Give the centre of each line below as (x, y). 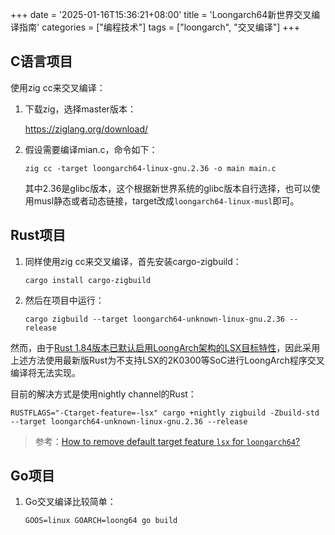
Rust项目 (38, 235)
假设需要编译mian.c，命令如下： (91, 149)
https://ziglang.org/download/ (86, 129)
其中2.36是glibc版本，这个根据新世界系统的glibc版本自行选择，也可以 (168, 188)
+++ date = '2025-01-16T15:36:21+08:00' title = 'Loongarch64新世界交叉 (161, 14)
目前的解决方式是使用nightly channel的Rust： (103, 394)
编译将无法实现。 (45, 372)
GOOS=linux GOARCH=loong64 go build (101, 521)
